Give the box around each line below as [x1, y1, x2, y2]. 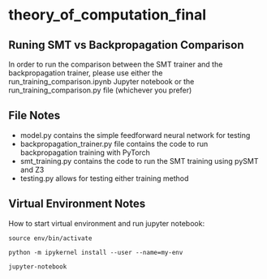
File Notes [8, 109, 61, 122]
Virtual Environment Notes [8, 197, 146, 211]
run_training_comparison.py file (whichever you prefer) [8, 85, 192, 95]
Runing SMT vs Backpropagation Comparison [8, 38, 245, 52]
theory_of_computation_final [8, 6, 207, 24]
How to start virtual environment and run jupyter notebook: [8, 218, 205, 228]
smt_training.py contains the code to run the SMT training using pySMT [19, 156, 259, 165]
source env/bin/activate [8, 234, 93, 243]
